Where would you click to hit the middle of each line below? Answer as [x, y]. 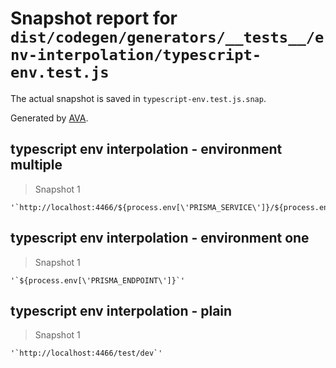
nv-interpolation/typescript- [136, 55]
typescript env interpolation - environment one [160, 238]
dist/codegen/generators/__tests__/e [167, 37]
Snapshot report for [94, 18]
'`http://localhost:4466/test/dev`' [86, 353]
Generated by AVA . [49, 118]
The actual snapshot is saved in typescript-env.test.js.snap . [138, 98]
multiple [36, 165]
